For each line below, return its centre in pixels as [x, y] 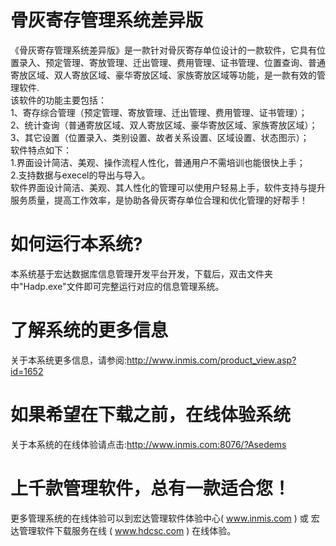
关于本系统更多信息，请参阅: [69, 360]
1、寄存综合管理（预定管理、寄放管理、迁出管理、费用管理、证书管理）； [159, 112]
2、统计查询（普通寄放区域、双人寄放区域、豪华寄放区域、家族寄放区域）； [164, 125]
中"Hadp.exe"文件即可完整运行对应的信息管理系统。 [117, 286]
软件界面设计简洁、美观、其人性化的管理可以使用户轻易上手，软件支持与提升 [168, 187]
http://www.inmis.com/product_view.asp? [211, 360]
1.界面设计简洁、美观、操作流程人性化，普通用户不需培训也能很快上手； [158, 162]
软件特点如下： [41, 150]
